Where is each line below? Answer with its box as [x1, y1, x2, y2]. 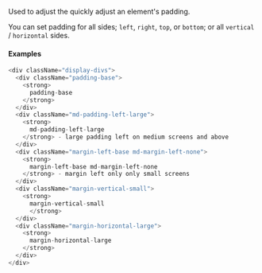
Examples [8, 49, 42, 58]
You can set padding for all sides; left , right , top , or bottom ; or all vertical [8, 22, 255, 31]
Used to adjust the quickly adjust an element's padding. [8, 7, 191, 16]
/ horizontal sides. [8, 31, 70, 40]
